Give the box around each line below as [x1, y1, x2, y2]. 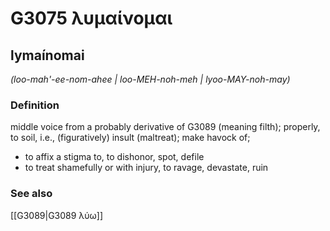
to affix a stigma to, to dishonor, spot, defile [24, 151, 205, 163]
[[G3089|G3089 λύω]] [10, 209, 104, 221]
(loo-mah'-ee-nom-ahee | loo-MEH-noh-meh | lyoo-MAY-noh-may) [10, 73, 291, 85]
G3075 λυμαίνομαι [10, 7, 173, 30]
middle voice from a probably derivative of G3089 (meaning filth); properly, [10, 121, 321, 133]
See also [10, 187, 53, 201]
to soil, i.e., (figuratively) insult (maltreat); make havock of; [10, 132, 251, 144]
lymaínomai [10, 47, 85, 64]
